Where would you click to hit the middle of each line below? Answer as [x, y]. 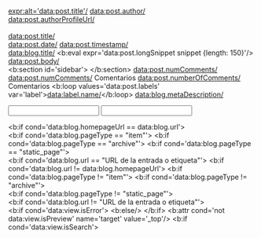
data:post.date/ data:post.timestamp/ [68, 44]
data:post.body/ [34, 61]
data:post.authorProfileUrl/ [51, 19]
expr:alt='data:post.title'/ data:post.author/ [77, 11]
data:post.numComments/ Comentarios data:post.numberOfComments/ [125, 78]
